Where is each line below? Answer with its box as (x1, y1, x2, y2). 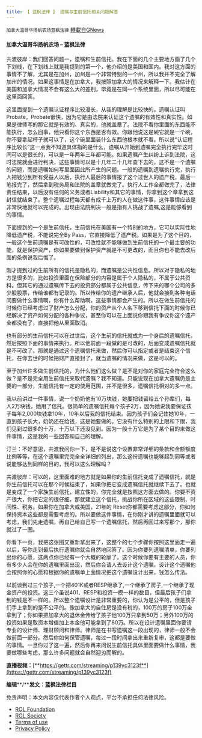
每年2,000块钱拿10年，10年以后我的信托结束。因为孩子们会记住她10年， (11, 410, 191, 417)
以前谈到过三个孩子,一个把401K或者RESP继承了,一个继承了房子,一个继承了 (6, 581, 189, 588)
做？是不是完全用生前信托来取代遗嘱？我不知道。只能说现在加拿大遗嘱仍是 (6, 374, 191, 382)
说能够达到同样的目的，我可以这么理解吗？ (6, 460, 112, 468)
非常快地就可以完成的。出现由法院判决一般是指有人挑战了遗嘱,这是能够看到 (6, 203, 192, 210)
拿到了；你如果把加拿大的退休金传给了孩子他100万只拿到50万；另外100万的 (6, 611, 194, 618)
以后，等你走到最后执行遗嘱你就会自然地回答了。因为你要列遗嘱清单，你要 (6, 546, 191, 553)
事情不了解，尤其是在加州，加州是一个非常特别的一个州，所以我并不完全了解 (6, 70, 196, 78)
